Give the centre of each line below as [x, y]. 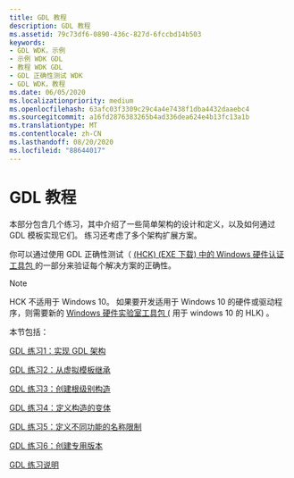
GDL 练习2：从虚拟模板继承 [60, 369]
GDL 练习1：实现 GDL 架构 [58, 350]
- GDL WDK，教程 [38, 84]
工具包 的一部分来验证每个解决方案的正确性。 [92, 265]
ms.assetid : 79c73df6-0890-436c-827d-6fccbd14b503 [105, 34]
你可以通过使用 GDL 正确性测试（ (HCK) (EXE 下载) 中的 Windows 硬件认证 [147, 254]
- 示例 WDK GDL [36, 59]
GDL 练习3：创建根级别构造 [60, 389]
